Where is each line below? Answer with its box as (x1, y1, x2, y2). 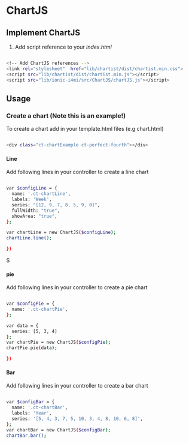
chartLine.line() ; (6, 235, 52, 241)
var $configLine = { (6, 185, 58, 191)
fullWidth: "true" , (11, 208, 60, 214)
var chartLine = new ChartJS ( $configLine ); (6, 229, 117, 236)
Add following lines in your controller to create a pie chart (6, 284, 148, 291)
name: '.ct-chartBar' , (11, 404, 68, 411)
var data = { (6, 322, 39, 329)
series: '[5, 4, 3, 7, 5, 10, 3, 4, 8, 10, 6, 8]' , (11, 415, 144, 422)
